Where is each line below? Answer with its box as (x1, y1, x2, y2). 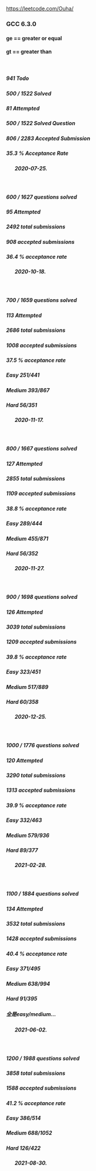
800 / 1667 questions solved (6, 445, 78, 452)
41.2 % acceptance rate (6, 1099, 66, 1106)
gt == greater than (6, 48, 52, 55)
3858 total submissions (6, 1070, 66, 1077)
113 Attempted (6, 312, 42, 319)
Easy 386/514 (6, 1115, 41, 1122)
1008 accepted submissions (6, 341, 77, 349)
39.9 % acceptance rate (6, 801, 67, 809)
